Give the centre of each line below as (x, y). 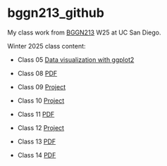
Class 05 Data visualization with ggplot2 (76, 59)
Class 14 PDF (37, 155)
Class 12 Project (41, 127)
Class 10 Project (41, 101)
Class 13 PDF (37, 141)
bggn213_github (56, 13)
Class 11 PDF (36, 114)
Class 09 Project (41, 87)
